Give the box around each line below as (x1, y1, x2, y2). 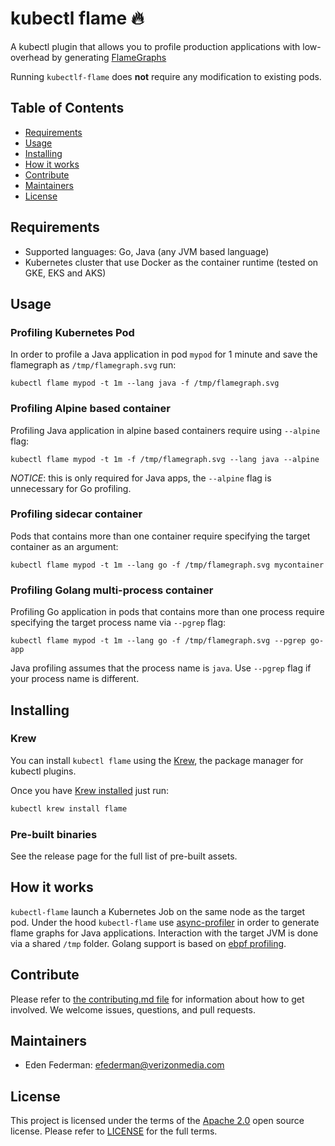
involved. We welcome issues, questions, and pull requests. (10, 1003, 256, 1016)
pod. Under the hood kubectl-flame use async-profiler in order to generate (10, 916, 320, 928)
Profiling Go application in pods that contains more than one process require (10, 606, 325, 618)
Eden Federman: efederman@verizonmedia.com (24, 1059, 225, 1071)
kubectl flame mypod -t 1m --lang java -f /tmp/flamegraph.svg (10, 378, 280, 389)
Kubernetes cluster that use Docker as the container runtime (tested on (24, 256, 319, 268)
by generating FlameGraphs (51, 51, 167, 63)
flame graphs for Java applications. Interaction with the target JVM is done (10, 927, 319, 939)
